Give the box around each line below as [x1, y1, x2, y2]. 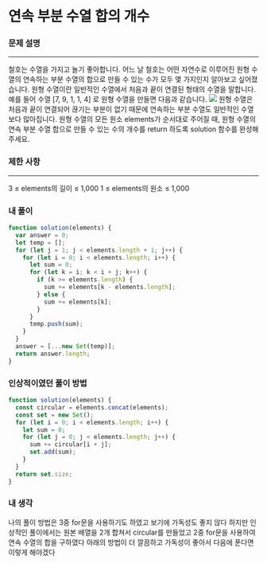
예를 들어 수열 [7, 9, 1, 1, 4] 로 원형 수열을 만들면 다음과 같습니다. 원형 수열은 [8, 95, 253, 104]
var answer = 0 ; [15, 231, 69, 239]
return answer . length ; [15, 350, 91, 358]
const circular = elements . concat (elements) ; [15, 403, 169, 411]
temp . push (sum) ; [29, 320, 83, 328]
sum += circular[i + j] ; [29, 441, 112, 448]
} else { [37, 290, 66, 299]
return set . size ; [15, 470, 73, 478]
